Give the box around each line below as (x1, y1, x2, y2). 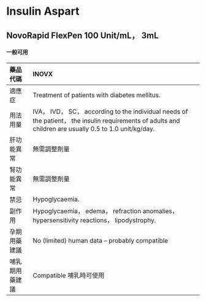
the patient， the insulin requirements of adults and (32, 116, 180, 125)
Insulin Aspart (6, 4, 80, 18)
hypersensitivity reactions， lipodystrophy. (32, 216, 156, 224)
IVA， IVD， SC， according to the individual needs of (32, 107, 188, 116)
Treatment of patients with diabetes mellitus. (32, 91, 161, 99)
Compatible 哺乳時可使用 (32, 271, 105, 279)
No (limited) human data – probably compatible (32, 236, 169, 244)
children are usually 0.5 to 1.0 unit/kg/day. (32, 124, 155, 133)
